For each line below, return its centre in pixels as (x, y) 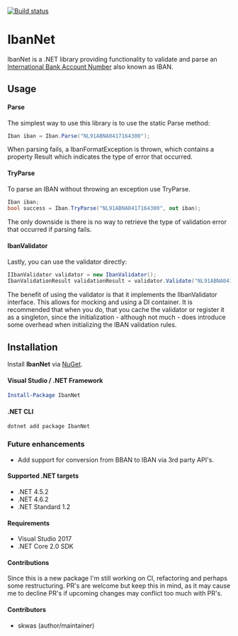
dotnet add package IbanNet (49, 426)
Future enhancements (46, 445)
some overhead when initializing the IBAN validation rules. (92, 325)
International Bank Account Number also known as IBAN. (90, 67)
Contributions (28, 562)
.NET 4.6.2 (33, 499)
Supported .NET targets (43, 476)
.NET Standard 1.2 (44, 506)
